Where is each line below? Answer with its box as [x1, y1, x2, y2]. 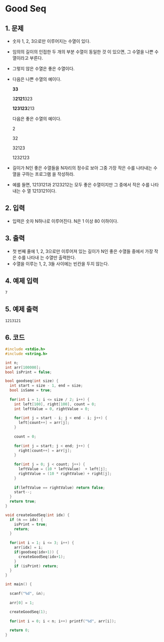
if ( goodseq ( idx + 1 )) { [14, 549, 58, 554]
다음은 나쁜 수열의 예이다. [12, 76, 62, 82]
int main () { [5, 582, 32, 587]
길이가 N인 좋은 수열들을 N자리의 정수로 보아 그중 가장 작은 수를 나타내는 [12, 165, 153, 171]
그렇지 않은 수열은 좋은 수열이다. [12, 66, 75, 71]
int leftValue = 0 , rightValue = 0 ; [14, 406, 90, 411]
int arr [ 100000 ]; [5, 365, 41, 370]
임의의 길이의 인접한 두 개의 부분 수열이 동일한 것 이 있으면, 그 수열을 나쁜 [12, 49, 154, 55]
